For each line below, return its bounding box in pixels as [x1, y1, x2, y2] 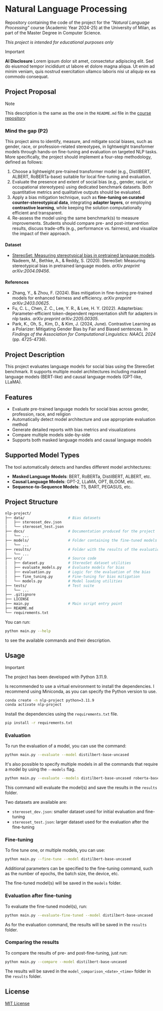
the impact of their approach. [12, 231, 71, 236]
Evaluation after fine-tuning [5, 892, 72, 899]
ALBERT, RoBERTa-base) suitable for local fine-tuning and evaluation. [12, 174, 151, 180]
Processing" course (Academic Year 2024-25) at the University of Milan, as [5, 24, 156, 30]
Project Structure [5, 498, 58, 506]
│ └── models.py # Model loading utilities [5, 578, 123, 583]
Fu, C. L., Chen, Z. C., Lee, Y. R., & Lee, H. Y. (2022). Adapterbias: [12, 306, 144, 311]
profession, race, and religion [12, 411, 71, 417]
